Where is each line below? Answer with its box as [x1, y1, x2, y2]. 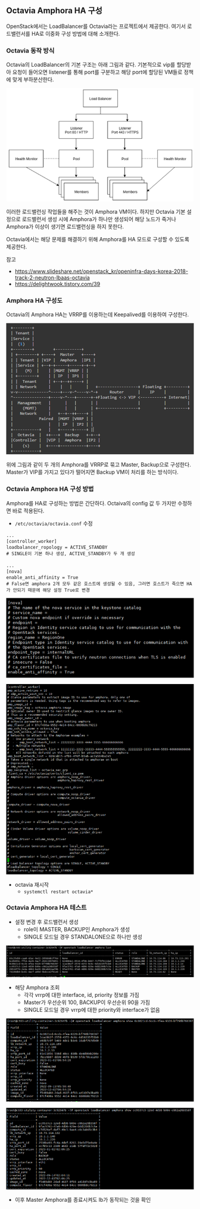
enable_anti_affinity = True [6, 574, 79, 580]
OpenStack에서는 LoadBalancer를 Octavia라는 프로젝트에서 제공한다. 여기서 [6, 23, 186, 30]
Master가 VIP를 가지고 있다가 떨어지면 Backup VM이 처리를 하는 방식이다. [6, 468, 179, 475]
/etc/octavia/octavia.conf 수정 [14, 520, 93, 527]
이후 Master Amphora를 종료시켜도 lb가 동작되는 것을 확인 [14, 1196, 151, 1203]
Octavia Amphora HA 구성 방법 [6, 485, 94, 493]
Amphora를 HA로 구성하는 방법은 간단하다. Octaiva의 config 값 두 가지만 [6, 499, 177, 506]
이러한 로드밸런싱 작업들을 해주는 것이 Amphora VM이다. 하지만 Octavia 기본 [6, 208, 186, 215]
